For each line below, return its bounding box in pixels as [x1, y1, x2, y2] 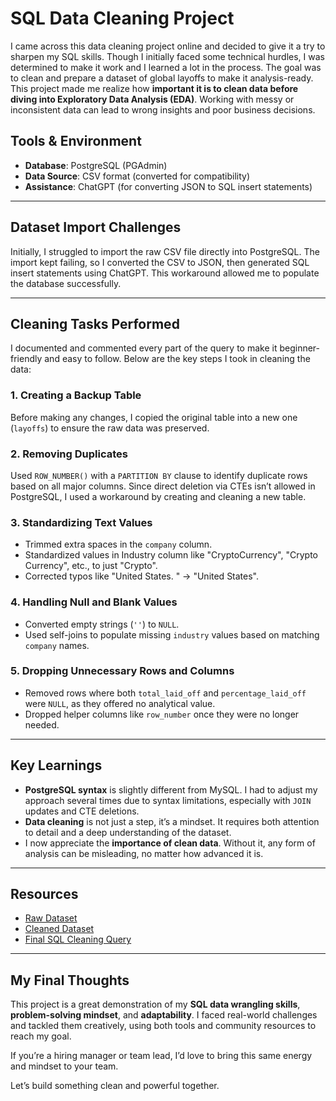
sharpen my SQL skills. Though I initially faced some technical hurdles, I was [10, 50, 325, 62]
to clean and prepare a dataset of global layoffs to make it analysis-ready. [10, 72, 314, 84]
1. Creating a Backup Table [10, 388, 142, 402]
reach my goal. [10, 1030, 72, 1042]
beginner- [279, 342, 321, 354]
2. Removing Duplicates [10, 447, 128, 461]
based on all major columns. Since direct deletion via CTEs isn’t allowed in [10, 480, 316, 492]
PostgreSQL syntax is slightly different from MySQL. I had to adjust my [24, 783, 318, 796]
